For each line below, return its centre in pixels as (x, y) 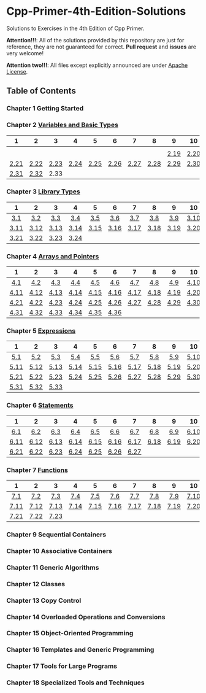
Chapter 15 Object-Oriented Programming (70, 633)
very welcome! (25, 53)
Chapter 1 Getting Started (45, 109)
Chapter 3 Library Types (44, 192)
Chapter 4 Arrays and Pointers (53, 256)
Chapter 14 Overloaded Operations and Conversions (86, 617)
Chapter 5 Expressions (41, 331)
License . (17, 71)
